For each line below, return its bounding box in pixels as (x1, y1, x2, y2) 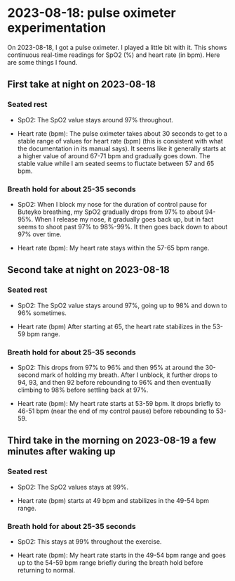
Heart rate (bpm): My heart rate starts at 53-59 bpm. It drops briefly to (17, 399, 221, 407)
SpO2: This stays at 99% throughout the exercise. (17, 537, 162, 546)
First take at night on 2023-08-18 (7, 79, 156, 91)
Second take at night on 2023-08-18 (7, 264, 170, 276)
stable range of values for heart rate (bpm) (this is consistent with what (17, 136, 223, 145)
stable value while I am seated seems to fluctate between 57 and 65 (17, 159, 215, 167)
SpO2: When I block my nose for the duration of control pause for (17, 200, 207, 208)
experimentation (7, 20, 107, 36)
